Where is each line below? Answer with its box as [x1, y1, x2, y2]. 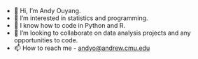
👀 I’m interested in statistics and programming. [13, 14, 148, 22]
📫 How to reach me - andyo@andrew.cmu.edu [13, 44, 150, 52]
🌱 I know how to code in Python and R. [13, 22, 126, 29]
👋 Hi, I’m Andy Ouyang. [13, 7, 81, 15]
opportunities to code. [13, 36, 78, 44]
